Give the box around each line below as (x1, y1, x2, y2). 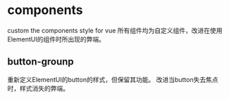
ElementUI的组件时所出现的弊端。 (7, 34, 106, 44)
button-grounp (7, 55, 74, 68)
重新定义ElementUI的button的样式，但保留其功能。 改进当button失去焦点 (7, 75, 218, 84)
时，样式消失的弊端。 (7, 84, 69, 93)
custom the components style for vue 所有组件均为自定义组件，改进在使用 (7, 26, 223, 34)
